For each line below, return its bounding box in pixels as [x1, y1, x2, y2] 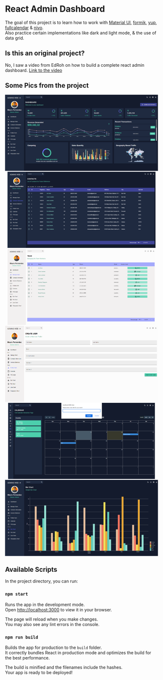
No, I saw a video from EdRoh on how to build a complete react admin [5, 62, 145, 68]
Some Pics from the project [5, 81, 89, 90]
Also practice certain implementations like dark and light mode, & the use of [5, 30, 157, 36]
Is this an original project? [5, 49, 85, 57]
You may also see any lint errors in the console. [5, 621, 99, 627]
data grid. [5, 35, 24, 41]
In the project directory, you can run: [5, 578, 78, 584]
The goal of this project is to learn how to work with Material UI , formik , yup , [5, 19, 157, 25]
